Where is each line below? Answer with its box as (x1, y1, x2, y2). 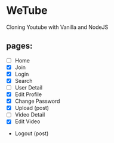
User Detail (14, 84, 43, 91)
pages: (6, 41, 33, 51)
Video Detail (14, 111, 45, 118)
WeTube (6, 4, 48, 17)
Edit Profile (14, 91, 42, 98)
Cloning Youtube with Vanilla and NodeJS (6, 23, 109, 31)
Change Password (14, 97, 60, 105)
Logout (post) (14, 130, 49, 137)
